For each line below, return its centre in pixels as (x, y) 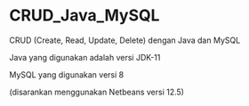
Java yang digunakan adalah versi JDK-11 (85, 57)
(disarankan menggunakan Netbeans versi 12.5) (97, 92)
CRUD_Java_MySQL (84, 16)
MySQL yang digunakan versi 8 (67, 74)
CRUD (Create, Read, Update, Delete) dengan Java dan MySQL (125, 40)
